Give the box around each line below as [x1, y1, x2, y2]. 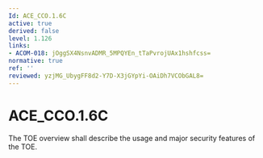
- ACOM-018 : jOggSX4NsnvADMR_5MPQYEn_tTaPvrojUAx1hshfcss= [8, 49, 211, 57]
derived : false [8, 27, 60, 35]
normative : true [8, 57, 63, 65]
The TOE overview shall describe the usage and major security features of [8, 133, 256, 143]
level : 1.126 [8, 34, 52, 43]
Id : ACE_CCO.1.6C [8, 11, 67, 20]
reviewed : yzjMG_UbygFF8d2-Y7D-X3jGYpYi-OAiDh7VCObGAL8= [8, 72, 204, 80]
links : [8, 42, 31, 50]
